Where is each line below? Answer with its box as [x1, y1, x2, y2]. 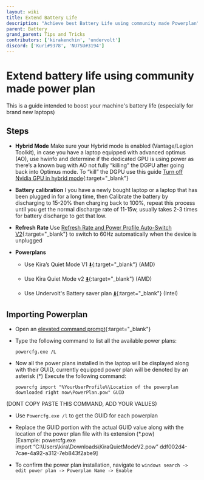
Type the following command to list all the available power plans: [15, 337, 177, 345]
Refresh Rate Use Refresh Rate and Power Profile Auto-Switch [15, 224, 172, 231]
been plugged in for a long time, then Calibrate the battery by [15, 193, 169, 200]
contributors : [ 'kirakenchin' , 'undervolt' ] [6, 37, 121, 43]
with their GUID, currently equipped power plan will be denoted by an [15, 366, 188, 374]
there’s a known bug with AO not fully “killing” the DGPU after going [15, 162, 185, 169]
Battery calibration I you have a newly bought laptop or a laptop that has [15, 186, 198, 193]
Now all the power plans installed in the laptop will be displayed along [15, 360, 189, 367]
